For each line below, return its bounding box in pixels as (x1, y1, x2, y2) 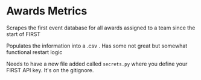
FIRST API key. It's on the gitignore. (6, 66, 94, 73)
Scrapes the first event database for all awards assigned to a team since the (6, 24, 196, 31)
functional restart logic (6, 48, 63, 55)
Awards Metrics (6, 4, 88, 18)
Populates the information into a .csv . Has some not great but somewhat (6, 42, 188, 49)
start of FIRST (6, 30, 41, 37)
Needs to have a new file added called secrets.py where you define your (6, 60, 188, 67)
